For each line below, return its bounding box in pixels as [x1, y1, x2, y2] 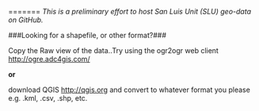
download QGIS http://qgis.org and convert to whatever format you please [8, 85, 251, 94]
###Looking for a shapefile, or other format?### [8, 31, 167, 40]
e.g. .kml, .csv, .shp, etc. [8, 94, 88, 102]
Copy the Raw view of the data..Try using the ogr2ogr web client [8, 46, 219, 55]
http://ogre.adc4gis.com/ [8, 55, 90, 63]
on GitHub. [8, 15, 44, 25]
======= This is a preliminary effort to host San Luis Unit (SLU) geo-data [8, 7, 252, 16]
